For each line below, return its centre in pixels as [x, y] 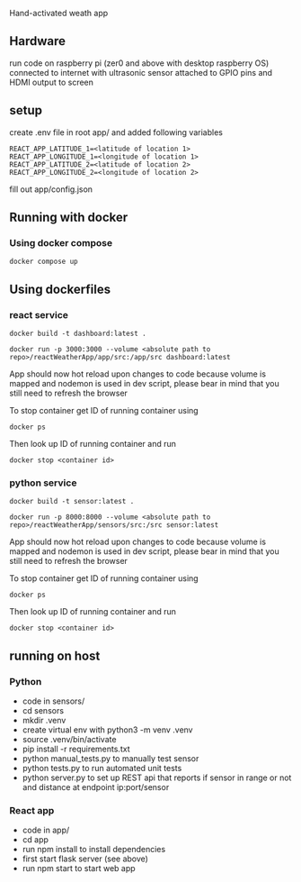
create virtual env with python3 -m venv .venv [107, 730]
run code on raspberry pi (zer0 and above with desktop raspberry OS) [139, 63]
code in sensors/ [53, 701]
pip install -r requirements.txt [76, 749]
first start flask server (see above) [85, 859]
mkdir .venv [44, 720]
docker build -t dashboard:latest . [78, 333]
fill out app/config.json [51, 189]
